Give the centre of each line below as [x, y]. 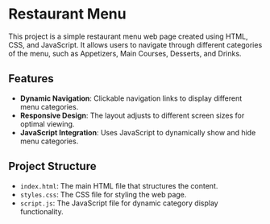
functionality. [42, 211]
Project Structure [52, 166]
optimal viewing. [47, 124]
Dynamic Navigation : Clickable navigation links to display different [131, 98]
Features [31, 79]
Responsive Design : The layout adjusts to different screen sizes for [132, 115]
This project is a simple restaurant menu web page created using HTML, [128, 36]
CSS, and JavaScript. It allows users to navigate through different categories [135, 44]
